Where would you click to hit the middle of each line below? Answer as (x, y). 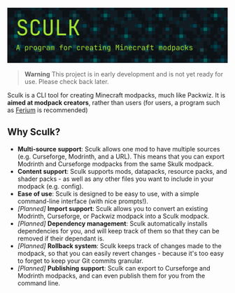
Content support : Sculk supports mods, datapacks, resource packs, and (122, 171)
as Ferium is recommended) (48, 110)
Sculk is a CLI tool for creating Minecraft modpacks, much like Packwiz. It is (116, 95)
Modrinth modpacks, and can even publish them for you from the (111, 275)
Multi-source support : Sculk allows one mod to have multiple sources (119, 149)
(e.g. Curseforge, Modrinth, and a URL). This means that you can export (121, 156)
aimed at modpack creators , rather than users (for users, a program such (114, 103)
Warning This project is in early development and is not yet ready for (124, 74)
